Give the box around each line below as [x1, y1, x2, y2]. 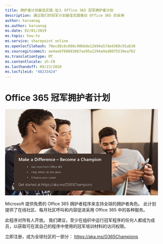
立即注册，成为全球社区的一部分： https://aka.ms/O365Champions [5, 233, 138, 239]
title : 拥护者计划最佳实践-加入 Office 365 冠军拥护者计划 [5, 8, 114, 13]
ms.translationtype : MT [5, 54, 53, 59]
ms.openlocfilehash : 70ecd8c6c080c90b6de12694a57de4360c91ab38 [5, 44, 136, 49]
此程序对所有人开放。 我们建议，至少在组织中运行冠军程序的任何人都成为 [5, 217, 151, 223]
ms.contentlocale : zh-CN [5, 59, 55, 64]
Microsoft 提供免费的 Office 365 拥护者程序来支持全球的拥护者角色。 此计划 [5, 201, 156, 207]
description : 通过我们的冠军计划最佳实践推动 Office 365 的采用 [5, 13, 125, 18]
